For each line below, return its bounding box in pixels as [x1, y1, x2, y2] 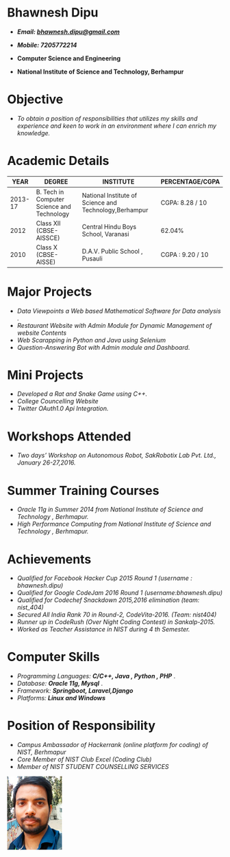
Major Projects [7, 284, 92, 300]
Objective [7, 91, 64, 107]
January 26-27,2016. [16, 458, 77, 467]
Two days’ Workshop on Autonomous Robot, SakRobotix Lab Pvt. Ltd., [16, 452, 217, 460]
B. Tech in [36, 188, 64, 196]
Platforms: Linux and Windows [16, 694, 106, 702]
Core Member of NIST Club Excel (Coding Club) [16, 755, 152, 764]
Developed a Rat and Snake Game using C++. [16, 390, 148, 398]
